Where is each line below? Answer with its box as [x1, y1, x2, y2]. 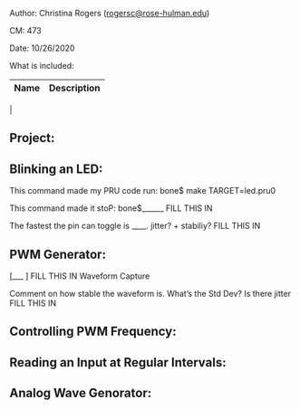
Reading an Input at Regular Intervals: [9, 355, 227, 370]
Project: [9, 130, 55, 146]
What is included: [9, 61, 74, 71]
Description [48, 81, 102, 94]
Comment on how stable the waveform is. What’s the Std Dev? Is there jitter [9, 289, 292, 300]
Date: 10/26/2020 [9, 43, 75, 53]
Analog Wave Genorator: [9, 385, 152, 401]
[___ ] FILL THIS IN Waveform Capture [9, 271, 150, 281]
